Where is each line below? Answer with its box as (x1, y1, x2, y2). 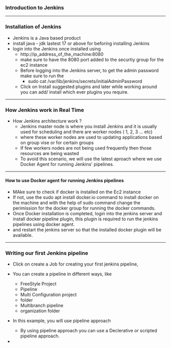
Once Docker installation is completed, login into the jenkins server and (12, 211, 162, 217)
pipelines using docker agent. (12, 221, 75, 227)
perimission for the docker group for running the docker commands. (12, 205, 156, 211)
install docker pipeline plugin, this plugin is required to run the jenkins (12, 216, 159, 222)
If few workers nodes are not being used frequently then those (20, 144, 152, 151)
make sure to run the (20, 73, 64, 79)
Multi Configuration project (20, 292, 77, 298)
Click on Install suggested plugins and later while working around (20, 83, 157, 90)
